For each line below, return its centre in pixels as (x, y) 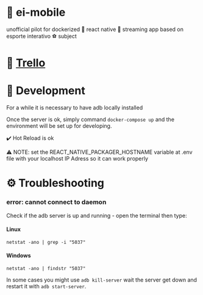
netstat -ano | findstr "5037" (46, 268)
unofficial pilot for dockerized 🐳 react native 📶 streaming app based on (95, 29)
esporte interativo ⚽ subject (42, 36)
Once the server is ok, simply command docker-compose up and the (91, 120)
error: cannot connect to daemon (56, 202)
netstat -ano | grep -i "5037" (46, 242)
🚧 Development (46, 91)
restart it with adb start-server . (46, 286)
